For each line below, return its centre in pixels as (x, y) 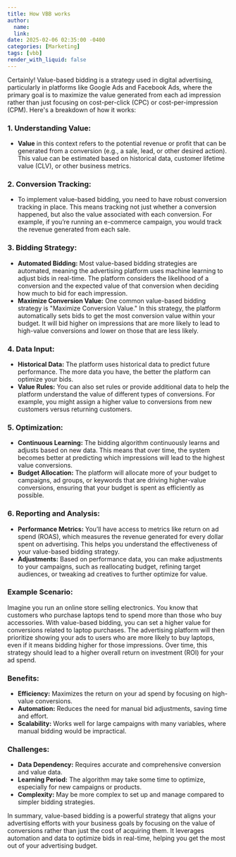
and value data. (40, 772)
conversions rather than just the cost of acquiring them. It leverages (106, 831)
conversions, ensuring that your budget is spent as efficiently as (111, 488)
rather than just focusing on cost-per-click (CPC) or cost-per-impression (113, 102)
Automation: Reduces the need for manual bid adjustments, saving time (122, 709)
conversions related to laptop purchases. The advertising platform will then (116, 630)
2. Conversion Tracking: (49, 184)
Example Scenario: (40, 592)
